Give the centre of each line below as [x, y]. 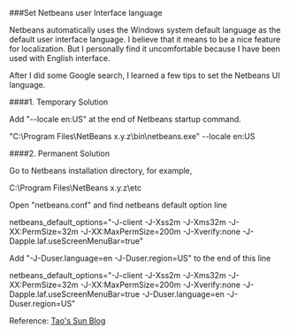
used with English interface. [60, 58]
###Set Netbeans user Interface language [86, 13]
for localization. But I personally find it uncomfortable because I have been [145, 49]
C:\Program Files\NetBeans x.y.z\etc [76, 188]
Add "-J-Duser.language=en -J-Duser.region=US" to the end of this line [140, 258]
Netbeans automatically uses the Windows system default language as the [145, 30]
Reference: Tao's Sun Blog [57, 321]
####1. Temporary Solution [59, 102]
